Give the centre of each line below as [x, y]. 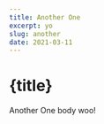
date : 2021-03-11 [41, 42]
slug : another [35, 34]
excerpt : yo [31, 26]
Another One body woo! [53, 111]
